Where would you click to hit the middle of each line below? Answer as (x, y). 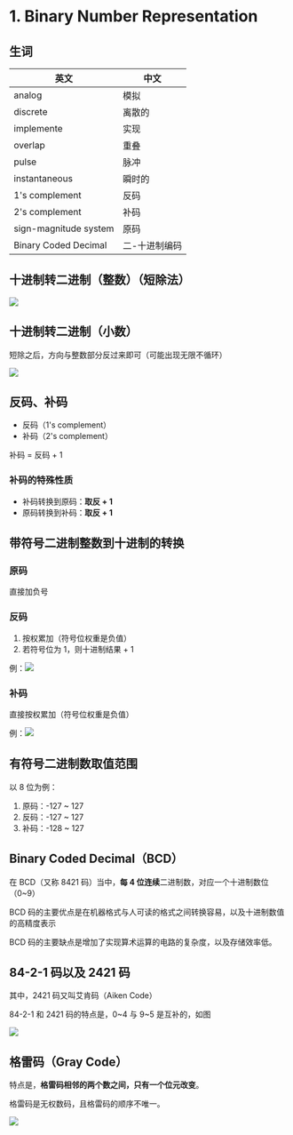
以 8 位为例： (33, 787)
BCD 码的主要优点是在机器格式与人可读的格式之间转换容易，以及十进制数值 (147, 912)
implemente (39, 128)
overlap (30, 145)
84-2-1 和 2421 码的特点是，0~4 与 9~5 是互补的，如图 (110, 1014)
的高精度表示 (32, 923)
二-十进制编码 (152, 246)
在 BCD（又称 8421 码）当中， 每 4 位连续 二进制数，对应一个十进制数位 (139, 882)
